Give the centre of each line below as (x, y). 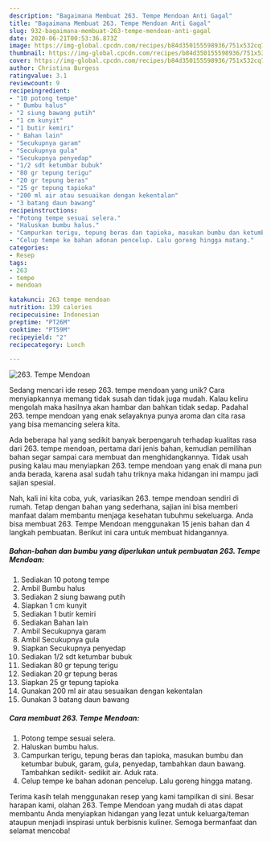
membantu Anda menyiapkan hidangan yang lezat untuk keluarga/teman (129, 814)
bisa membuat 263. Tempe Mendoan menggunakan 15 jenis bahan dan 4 (130, 524)
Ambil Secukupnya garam (64, 631)
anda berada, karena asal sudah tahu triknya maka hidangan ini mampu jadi (134, 474)
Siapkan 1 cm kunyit (54, 605)
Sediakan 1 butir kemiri (58, 614)
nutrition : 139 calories (51, 307)
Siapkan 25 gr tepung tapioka (70, 683)
